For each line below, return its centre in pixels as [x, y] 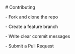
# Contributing [20, 7]
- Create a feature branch [32, 26]
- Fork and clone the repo [32, 17]
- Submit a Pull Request [30, 46]
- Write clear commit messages [38, 36]
